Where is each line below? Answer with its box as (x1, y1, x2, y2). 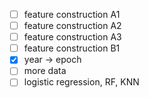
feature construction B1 (23, 42, 121, 54)
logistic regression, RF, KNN (23, 76, 140, 88)
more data (23, 65, 67, 77)
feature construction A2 (23, 20, 122, 32)
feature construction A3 (23, 31, 122, 43)
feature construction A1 (23, 9, 121, 20)
